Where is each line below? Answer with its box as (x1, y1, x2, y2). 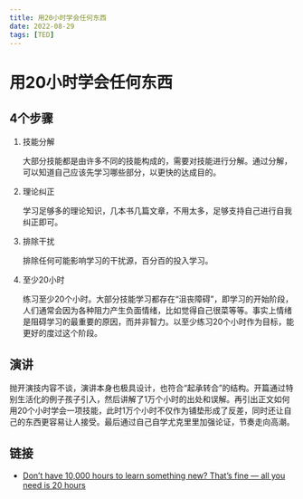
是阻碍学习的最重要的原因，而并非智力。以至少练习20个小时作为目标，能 (22, 316, 295, 327)
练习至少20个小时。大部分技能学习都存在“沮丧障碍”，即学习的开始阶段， (22, 293, 294, 304)
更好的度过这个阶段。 (22, 328, 102, 339)
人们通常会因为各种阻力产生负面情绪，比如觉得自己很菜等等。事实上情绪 (22, 305, 292, 316)
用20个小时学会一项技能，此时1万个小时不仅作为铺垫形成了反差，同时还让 (9, 405, 285, 417)
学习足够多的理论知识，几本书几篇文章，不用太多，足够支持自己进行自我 (22, 206, 292, 216)
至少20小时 (22, 274, 65, 285)
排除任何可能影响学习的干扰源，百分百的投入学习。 (22, 255, 213, 266)
